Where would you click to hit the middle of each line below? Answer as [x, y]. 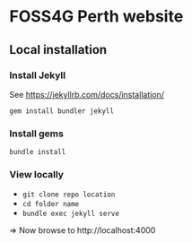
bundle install [38, 152]
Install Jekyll [37, 75]
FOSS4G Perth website [96, 17]
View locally [37, 175]
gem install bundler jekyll [62, 111]
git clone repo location [69, 195]
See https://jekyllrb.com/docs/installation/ [87, 94]
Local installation [58, 50]
